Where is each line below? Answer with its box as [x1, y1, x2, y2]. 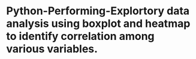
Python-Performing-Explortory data [6, 4, 190, 18]
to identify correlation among [6, 30, 155, 43]
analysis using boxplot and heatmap [6, 17, 191, 30]
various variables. [6, 42, 98, 56]
